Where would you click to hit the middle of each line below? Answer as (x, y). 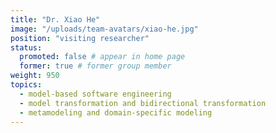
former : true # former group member (95, 66)
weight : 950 (35, 76)
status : (26, 47)
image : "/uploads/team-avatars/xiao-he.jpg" (104, 29)
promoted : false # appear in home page (102, 57)
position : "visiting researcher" (80, 38)
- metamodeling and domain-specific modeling (116, 112)
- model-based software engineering (95, 94)
